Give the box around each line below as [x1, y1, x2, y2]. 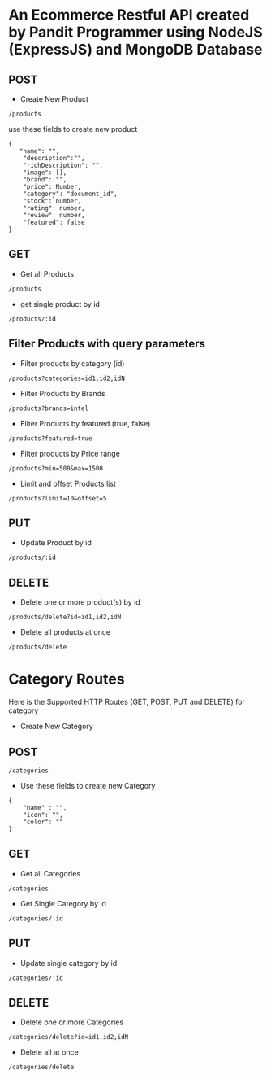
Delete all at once [19, 1047, 79, 1057]
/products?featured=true [8, 434, 92, 443]
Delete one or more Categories [19, 1017, 124, 1027]
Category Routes [8, 670, 125, 688]
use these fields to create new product [8, 124, 138, 133]
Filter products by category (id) [19, 358, 125, 368]
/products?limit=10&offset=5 [8, 494, 107, 502]
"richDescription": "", [23, 161, 104, 169]
